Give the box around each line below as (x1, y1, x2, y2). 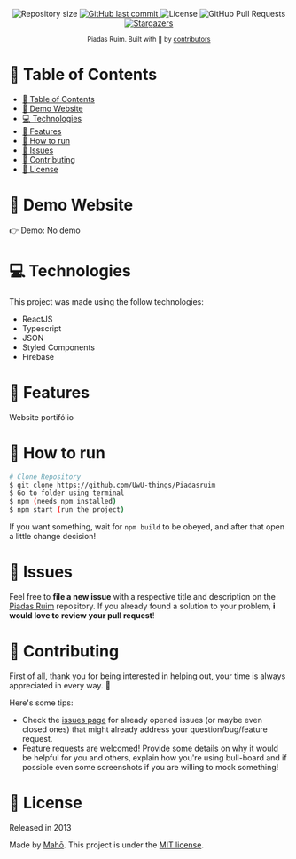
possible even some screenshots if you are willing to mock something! (21, 761, 279, 772)
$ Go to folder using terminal (9, 489, 125, 497)
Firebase (21, 351, 55, 362)
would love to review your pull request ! (9, 610, 155, 621)
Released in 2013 (9, 822, 72, 832)
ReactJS (21, 314, 53, 324)
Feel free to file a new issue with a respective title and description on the (9, 592, 277, 601)
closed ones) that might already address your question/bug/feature (21, 724, 269, 735)
